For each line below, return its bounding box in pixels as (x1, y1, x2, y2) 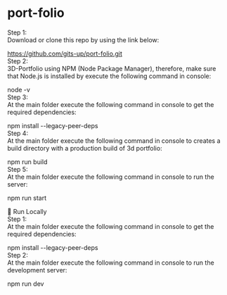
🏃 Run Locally (7, 207, 47, 215)
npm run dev (7, 280, 44, 288)
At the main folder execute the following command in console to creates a (7, 136, 221, 145)
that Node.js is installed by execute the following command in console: (7, 72, 212, 80)
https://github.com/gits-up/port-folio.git (7, 49, 123, 58)
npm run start (7, 194, 47, 202)
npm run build (7, 157, 48, 166)
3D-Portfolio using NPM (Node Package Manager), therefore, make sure (7, 64, 216, 73)
